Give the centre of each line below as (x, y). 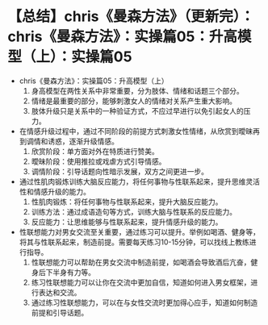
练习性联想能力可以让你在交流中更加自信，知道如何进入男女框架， (141, 282)
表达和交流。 (60, 292)
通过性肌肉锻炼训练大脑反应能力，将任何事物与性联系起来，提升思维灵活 (139, 181)
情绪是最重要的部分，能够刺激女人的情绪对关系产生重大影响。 (134, 101)
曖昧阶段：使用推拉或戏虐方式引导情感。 (98, 161)
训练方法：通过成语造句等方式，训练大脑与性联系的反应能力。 (134, 211)
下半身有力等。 (71, 272)
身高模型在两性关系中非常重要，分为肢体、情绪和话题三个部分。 (137, 90)
